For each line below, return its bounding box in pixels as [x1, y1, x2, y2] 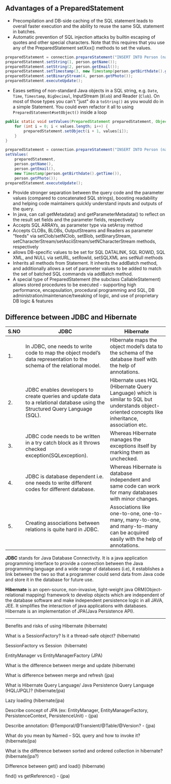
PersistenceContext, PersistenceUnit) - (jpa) [5, 713, 98, 719]
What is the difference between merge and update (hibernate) [5, 663, 135, 669]
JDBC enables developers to [25, 386, 94, 393]
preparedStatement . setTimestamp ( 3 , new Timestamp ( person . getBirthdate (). [5, 69, 165, 74]
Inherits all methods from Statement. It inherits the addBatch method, [12, 260, 158, 266]
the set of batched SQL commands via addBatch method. [12, 271, 133, 277]
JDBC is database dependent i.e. [25, 473, 104, 480]
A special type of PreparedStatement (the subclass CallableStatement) [12, 276, 161, 283]
